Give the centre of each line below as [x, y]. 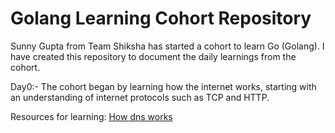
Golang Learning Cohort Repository [161, 18]
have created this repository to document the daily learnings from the [153, 56]
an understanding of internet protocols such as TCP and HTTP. [140, 97]
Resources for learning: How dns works [91, 116]
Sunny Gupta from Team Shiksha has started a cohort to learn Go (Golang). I [167, 46]
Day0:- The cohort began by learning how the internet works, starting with [163, 86]
